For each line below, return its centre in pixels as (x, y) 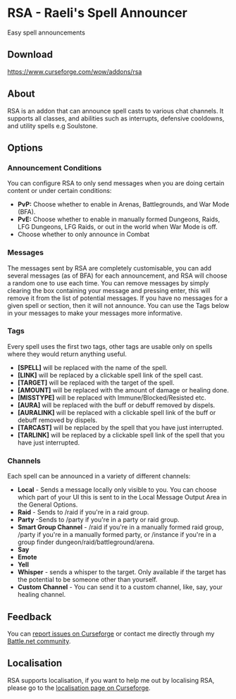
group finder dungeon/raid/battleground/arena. (86, 542)
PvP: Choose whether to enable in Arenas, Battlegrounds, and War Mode (123, 204)
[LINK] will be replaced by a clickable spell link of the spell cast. (110, 375)
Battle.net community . (39, 641)
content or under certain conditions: (60, 191)
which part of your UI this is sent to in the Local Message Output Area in (122, 497)
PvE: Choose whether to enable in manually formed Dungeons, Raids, (119, 219)
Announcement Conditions (55, 168)
